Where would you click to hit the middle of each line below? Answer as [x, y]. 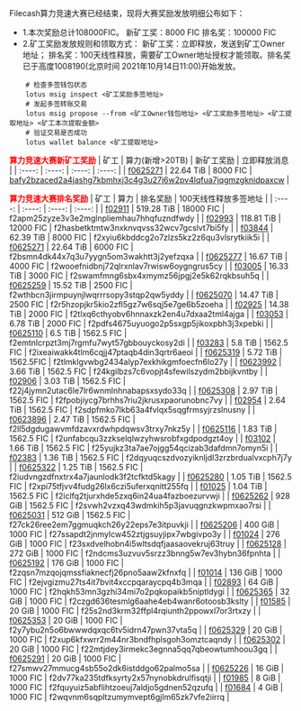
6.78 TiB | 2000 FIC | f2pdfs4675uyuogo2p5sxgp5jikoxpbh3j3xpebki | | [142, 324]
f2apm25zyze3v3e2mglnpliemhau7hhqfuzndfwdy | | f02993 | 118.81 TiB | [145, 218]
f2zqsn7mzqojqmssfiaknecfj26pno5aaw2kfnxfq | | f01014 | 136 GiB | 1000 [146, 572]
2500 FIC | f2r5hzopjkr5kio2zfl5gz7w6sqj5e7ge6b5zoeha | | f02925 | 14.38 [149, 304]
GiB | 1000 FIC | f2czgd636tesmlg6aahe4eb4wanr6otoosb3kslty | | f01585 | [150, 601]
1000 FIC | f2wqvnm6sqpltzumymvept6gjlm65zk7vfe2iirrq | [120, 697]
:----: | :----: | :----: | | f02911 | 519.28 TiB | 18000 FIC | [124, 209]
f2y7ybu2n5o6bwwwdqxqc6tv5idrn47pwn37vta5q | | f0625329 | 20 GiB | [146, 630]
